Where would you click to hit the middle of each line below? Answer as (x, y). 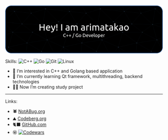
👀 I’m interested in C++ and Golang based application (67, 71)
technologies (26, 81)
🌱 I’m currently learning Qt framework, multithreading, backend (77, 76)
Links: (11, 101)
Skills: (11, 61)
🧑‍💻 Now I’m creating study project (48, 87)
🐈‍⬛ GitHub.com (29, 124)
